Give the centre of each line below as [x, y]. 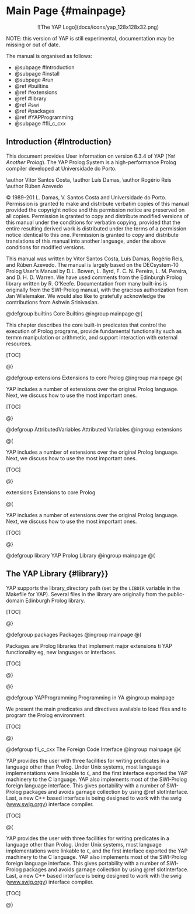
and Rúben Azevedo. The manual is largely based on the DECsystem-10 [93, 264]
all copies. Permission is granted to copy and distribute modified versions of [97, 216]
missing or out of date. [33, 45]
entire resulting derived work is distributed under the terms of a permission [96, 228]
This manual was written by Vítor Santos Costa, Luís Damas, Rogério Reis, [95, 259]
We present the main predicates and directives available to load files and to [96, 709]
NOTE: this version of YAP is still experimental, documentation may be [90, 38]
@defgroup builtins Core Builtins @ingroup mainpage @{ [74, 313]
